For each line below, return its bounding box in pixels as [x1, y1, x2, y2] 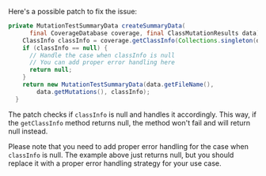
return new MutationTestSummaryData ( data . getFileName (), [22, 81, 215, 88]
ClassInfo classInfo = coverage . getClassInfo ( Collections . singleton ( [22, 36, 257, 44]
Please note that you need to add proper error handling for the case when [8, 141, 249, 151]
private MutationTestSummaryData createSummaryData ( [8, 22, 186, 30]
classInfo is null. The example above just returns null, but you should [8, 150, 234, 159]
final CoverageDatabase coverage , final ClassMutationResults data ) [28, 29, 260, 37]
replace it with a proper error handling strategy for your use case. [8, 158, 222, 168]
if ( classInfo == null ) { [22, 43, 108, 52]
